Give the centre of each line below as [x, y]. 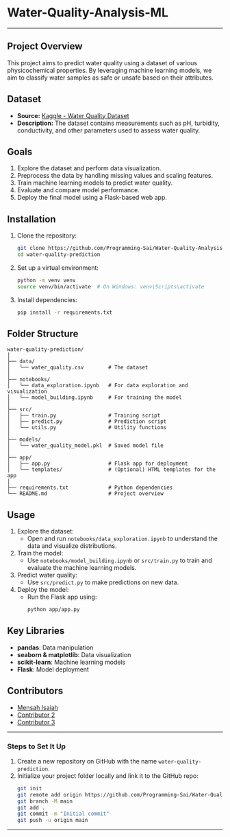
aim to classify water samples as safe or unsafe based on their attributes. [110, 78]
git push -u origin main [52, 821]
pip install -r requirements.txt [65, 312]
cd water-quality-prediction [59, 255]
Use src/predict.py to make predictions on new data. [103, 582]
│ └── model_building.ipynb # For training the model [95, 398]
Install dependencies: [47, 299]
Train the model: [40, 553]
